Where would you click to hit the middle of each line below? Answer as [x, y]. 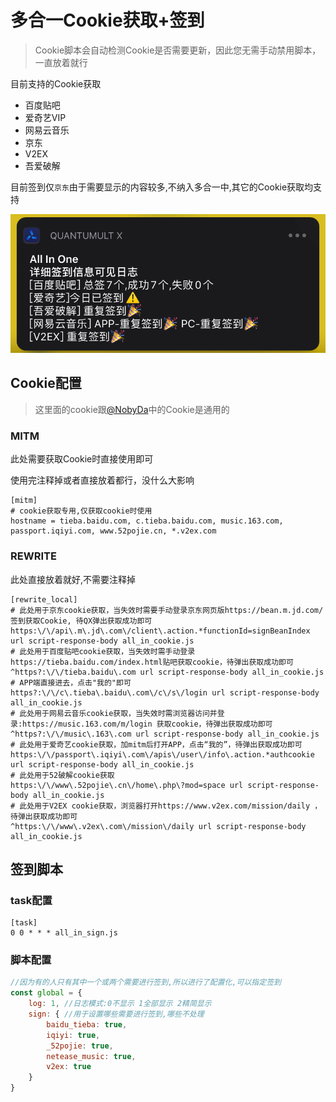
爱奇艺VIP [45, 117]
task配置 [31, 900]
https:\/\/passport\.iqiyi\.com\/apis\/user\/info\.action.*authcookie [162, 754]
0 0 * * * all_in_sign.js [64, 933]
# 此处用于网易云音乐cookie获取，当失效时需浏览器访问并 [114, 713]
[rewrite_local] [44, 599]
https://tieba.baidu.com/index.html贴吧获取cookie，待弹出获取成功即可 [152, 662]
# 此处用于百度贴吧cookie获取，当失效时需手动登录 [103, 651]
